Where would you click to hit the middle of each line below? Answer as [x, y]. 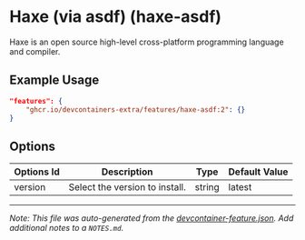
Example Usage [54, 80]
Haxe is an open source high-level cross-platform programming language [147, 42]
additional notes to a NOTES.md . [67, 228]
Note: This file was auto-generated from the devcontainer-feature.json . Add [152, 218]
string [207, 187]
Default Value [258, 172]
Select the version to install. [127, 187]
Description [127, 172]
